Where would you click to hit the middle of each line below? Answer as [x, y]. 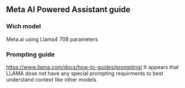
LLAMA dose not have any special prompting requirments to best [85, 73]
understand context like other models [51, 79]
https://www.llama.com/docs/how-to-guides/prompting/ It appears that [92, 67]
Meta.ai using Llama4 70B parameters [52, 39]
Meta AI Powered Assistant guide [68, 10]
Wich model [23, 26]
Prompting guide [30, 54]
